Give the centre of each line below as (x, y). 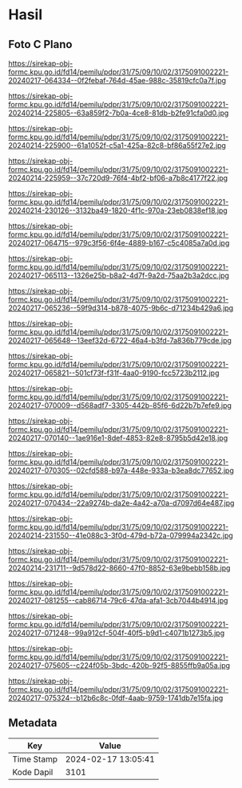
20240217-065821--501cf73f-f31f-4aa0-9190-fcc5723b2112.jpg (114, 373)
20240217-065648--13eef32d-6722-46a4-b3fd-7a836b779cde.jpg (120, 340)
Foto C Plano (40, 44)
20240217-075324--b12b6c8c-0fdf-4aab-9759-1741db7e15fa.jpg (116, 698)
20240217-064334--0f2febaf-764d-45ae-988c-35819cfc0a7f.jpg (117, 80)
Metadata (33, 723)
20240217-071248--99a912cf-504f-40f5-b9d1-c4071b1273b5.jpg (117, 633)
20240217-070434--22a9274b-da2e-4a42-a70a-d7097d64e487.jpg (121, 503)
